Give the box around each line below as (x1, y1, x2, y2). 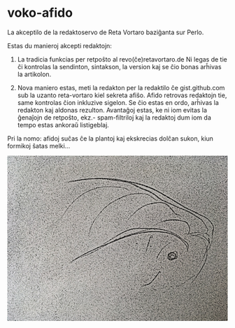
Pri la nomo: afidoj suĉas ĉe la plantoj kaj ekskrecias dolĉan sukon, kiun (7, 134, 213, 143)
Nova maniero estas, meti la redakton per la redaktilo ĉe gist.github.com (17, 83, 225, 92)
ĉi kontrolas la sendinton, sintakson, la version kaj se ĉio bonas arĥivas (17, 62, 222, 71)
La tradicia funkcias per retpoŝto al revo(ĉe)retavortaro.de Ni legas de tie (17, 55, 227, 64)
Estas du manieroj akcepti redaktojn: (7, 41, 112, 50)
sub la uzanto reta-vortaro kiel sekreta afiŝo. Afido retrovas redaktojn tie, (17, 91, 227, 99)
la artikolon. (17, 70, 52, 78)
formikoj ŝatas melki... (7, 141, 71, 150)
